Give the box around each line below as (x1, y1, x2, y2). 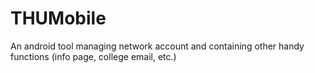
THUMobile (10, 7, 107, 30)
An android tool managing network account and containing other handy (10, 40, 305, 52)
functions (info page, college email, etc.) (10, 50, 177, 62)
